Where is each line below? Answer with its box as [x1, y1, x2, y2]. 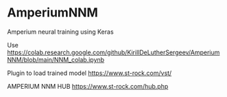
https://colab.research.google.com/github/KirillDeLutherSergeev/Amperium [7, 48, 220, 56]
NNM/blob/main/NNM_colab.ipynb [7, 55, 105, 63]
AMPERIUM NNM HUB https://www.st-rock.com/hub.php [7, 82, 169, 90]
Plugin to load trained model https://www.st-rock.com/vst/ [7, 69, 172, 77]
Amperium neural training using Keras [7, 28, 115, 36]
